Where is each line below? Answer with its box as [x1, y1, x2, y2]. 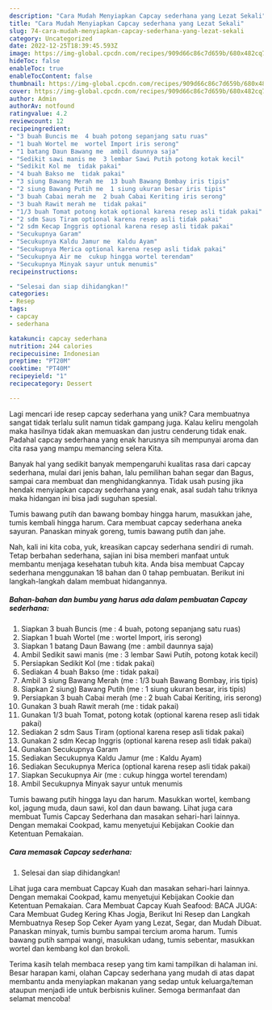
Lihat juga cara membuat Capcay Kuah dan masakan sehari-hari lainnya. [9, 883, 250, 893]
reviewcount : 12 [9, 117, 64, 125]
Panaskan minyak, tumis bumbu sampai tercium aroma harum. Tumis [9, 926, 238, 936]
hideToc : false [9, 57, 61, 66]
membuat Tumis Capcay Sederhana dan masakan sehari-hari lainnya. [9, 811, 241, 821]
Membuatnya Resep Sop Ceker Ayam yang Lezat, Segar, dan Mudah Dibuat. [9, 918, 262, 927]
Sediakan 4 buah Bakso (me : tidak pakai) [20, 667, 160, 677]
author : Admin [9, 95, 57, 103]
